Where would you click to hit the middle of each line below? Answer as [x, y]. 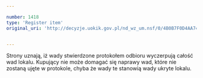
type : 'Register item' [35, 22]
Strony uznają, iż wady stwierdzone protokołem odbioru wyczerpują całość [100, 56]
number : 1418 [23, 17]
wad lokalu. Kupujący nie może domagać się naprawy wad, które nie [92, 62]
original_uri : [24, 28]
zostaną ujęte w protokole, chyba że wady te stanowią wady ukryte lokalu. [99, 68]
